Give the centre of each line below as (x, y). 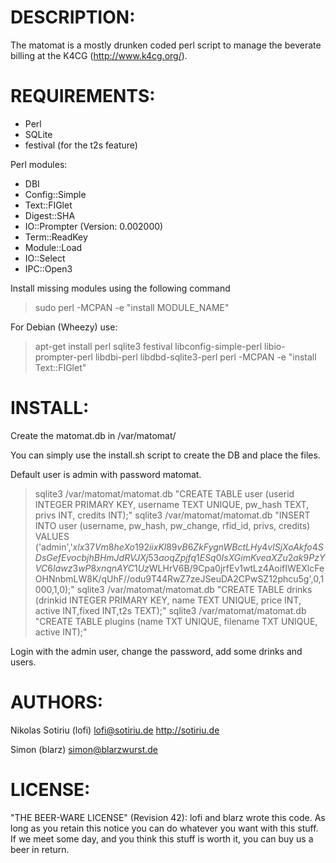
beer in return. (40, 849)
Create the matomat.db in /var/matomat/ (93, 435)
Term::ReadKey (56, 237)
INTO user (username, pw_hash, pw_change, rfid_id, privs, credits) (172, 525)
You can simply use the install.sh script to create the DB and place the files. (165, 455)
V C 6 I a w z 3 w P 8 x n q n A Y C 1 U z (92, 568)
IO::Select (45, 258)
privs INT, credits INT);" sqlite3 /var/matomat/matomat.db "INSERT (172, 515)
